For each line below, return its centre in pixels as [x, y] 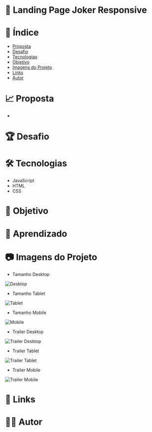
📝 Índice [22, 33]
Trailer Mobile [26, 370]
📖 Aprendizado [36, 234]
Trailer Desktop [28, 332]
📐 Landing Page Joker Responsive [76, 10]
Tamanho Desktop [31, 274]
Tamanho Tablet [29, 293]
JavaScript [23, 181]
